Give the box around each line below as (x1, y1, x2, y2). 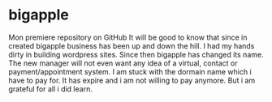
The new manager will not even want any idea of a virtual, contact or (8, 58, 238, 68)
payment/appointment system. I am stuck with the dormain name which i (8, 66, 252, 76)
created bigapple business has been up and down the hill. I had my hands (8, 40, 255, 50)
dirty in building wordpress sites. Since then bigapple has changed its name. (8, 49, 264, 59)
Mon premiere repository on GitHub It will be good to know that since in (8, 32, 248, 42)
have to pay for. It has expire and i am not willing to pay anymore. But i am (8, 75, 256, 85)
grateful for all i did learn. (8, 83, 93, 94)
